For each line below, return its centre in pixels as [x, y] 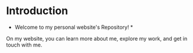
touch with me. [24, 45]
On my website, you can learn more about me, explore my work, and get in [97, 38]
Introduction [37, 11]
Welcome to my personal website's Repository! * [74, 27]
